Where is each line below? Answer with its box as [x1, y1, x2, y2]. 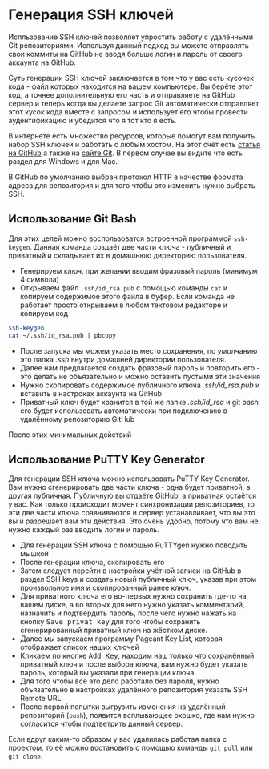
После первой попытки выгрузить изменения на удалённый [19, 702, 226, 711]
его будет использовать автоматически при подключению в [19, 406, 228, 415]
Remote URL [19, 694, 62, 703]
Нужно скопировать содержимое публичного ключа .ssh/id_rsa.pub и [19, 380, 260, 390]
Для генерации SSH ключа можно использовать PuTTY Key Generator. [8, 474, 250, 483]
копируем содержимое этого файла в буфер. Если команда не [19, 291, 235, 301]
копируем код [19, 308, 69, 318]
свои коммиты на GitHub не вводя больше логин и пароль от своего [8, 49, 243, 58]
